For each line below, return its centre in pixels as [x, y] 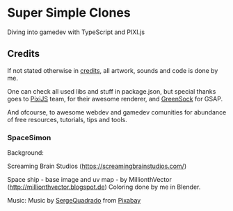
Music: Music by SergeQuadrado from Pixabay [74, 201]
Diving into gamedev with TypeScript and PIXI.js [76, 32]
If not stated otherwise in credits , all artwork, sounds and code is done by [113, 70]
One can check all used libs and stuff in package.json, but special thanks [112, 91]
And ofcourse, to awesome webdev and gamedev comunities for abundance [117, 112]
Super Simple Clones [69, 13]
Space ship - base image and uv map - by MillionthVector [89, 180]
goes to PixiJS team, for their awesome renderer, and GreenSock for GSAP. [115, 99]
